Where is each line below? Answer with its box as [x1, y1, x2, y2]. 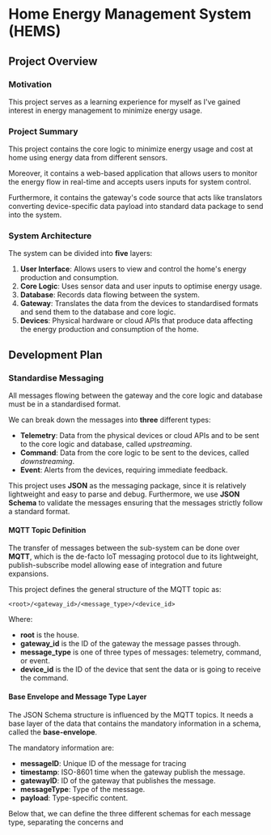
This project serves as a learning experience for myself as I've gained [8, 96, 241, 106]
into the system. [8, 210, 62, 219]
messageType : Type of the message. [19, 784, 146, 794]
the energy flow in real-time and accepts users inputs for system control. [8, 177, 252, 187]
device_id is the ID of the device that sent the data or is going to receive [19, 665, 261, 675]
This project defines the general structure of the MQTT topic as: [8, 585, 222, 594]
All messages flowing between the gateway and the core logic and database [8, 390, 263, 401]
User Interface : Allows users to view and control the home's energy [19, 264, 247, 274]
